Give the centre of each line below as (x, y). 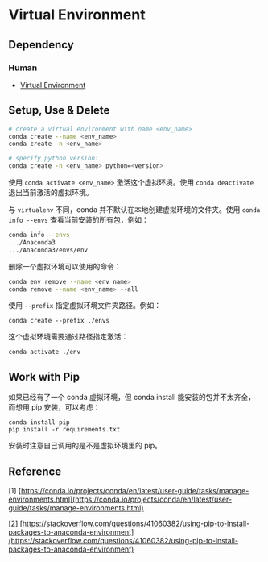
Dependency (41, 45)
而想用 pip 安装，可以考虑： (54, 407)
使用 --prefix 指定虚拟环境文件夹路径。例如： (85, 306)
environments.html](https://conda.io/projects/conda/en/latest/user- (120, 500)
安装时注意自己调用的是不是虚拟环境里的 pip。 (85, 446)
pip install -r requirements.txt (64, 430)
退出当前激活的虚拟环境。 (51, 193)
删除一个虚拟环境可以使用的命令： (65, 266)
